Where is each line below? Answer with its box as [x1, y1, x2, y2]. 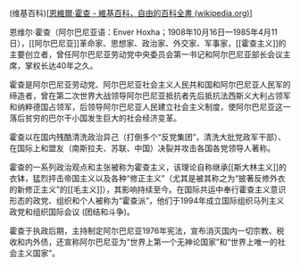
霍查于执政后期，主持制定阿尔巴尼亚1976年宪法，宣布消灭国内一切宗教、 [9, 226, 277, 236]
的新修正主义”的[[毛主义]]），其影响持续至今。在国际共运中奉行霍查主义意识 [9, 184, 287, 195]
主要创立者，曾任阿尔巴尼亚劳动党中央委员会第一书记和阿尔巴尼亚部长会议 [9, 49, 283, 60]
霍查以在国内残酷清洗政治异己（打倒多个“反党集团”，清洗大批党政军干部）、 [9, 132, 287, 142]
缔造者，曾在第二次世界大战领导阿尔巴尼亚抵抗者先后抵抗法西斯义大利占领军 [9, 90, 291, 101]
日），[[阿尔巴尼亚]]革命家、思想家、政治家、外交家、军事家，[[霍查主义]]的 [9, 38, 287, 48]
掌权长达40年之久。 [24, 61, 98, 71]
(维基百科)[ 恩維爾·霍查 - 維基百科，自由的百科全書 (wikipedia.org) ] [9, 8, 253, 18]
